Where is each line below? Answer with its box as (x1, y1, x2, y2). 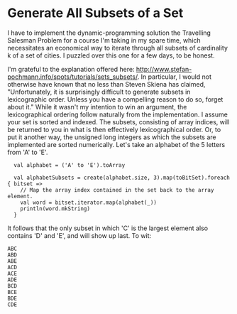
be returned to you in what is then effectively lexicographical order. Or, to (7, 125, 221, 134)
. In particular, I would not (137, 72, 211, 81)
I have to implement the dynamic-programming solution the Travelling (7, 28, 211, 37)
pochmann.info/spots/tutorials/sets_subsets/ (7, 72, 138, 81)
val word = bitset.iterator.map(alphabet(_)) (20, 199, 158, 206)
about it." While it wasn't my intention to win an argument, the (7, 102, 187, 111)
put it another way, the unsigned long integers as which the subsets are (7, 133, 216, 141)
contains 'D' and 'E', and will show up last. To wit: (7, 231, 152, 239)
